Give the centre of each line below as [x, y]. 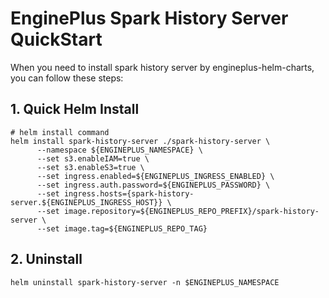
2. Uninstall [46, 259]
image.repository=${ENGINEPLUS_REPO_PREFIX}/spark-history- [191, 211]
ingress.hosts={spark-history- [129, 193]
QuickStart [56, 39]
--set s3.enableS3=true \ [90, 167]
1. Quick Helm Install [75, 109]
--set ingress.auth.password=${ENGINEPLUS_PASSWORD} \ [153, 185]
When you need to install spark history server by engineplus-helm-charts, [162, 67]
